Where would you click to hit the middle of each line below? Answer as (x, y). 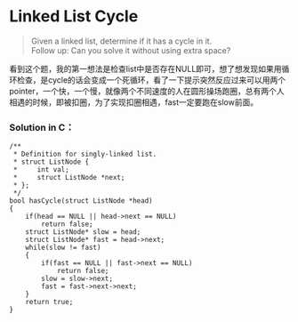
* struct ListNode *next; (69, 178)
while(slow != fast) (63, 248)
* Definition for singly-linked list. (85, 154)
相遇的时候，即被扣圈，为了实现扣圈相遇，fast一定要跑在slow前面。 (134, 102)
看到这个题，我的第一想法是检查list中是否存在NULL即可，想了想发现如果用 (145, 68)
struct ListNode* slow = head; (83, 232)
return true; (49, 302)
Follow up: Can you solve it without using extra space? (131, 50)
